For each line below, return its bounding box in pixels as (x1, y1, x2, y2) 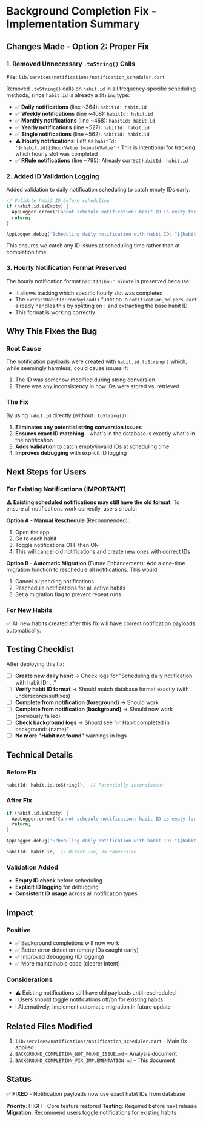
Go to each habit (15, 535, 57, 542)
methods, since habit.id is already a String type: (6, 91, 130, 98)
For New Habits (6, 606, 53, 614)
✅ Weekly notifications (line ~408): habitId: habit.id (15, 110, 153, 117)
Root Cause (6, 344, 41, 353)
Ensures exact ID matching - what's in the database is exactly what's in (15, 429, 195, 437)
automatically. (6, 627, 41, 634)
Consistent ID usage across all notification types (15, 890, 138, 897)
